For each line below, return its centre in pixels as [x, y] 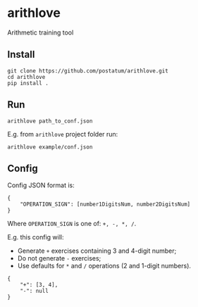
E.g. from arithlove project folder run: [63, 134]
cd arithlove [26, 77]
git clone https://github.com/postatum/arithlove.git [88, 71]
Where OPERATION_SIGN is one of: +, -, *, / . [72, 224]
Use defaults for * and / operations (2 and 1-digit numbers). [104, 266]
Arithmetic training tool [41, 32]
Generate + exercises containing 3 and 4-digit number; [97, 251]
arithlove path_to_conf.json [50, 121]
